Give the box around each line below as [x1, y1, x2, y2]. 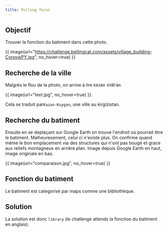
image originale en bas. [5, 151, 54, 157]
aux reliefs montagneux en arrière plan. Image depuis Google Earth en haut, [5, 145, 162, 151]
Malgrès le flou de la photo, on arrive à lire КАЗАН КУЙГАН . [5, 82, 122, 88]
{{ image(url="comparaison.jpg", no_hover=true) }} [5, 160, 111, 166]
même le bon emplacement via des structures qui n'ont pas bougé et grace [5, 140, 161, 146]
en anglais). [5, 221, 30, 227]
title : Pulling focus [5, 7, 51, 13]
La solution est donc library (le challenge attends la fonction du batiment [5, 216, 157, 222]
